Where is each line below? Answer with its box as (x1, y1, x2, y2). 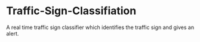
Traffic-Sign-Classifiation (6, 4, 137, 18)
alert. (6, 30, 19, 37)
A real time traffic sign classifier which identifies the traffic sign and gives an (6, 24, 195, 31)
